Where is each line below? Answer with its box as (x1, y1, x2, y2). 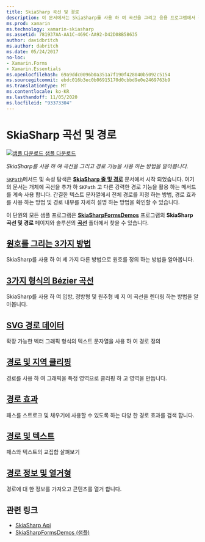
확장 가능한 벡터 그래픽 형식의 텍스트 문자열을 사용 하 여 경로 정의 (6, 337, 160, 345)
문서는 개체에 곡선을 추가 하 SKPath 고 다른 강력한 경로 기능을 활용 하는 (12, 183, 180, 190)
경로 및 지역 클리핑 (6, 357, 71, 367)
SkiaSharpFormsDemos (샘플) (15, 529, 90, 537)
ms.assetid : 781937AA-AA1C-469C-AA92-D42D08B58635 (6, 32, 138, 38)
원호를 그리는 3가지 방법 (6, 238, 92, 249)
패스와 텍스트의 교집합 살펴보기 (6, 449, 81, 456)
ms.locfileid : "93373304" (6, 100, 72, 106)
